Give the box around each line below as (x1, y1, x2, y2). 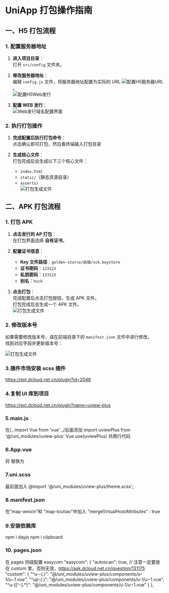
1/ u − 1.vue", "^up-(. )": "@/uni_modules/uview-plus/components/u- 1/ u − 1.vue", (5, 576, 164, 582)
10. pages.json (5, 547, 42, 554)
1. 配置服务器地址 (5, 43, 47, 50)
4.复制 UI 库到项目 (5, 390, 49, 397)
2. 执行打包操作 (5, 122, 43, 129)
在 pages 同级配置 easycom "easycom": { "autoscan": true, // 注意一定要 (5, 559, 156, 565)
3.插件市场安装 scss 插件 (5, 365, 66, 372)
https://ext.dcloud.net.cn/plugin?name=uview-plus (5, 402, 111, 408)
